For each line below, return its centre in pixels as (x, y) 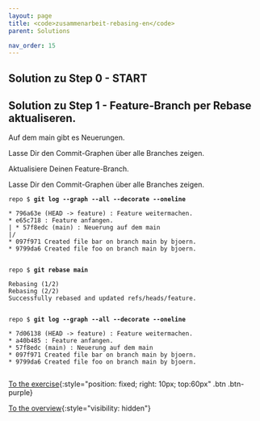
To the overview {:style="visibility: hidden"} (80, 408)
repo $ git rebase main (48, 270)
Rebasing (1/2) (34, 284)
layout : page (30, 16)
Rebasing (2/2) (34, 292)
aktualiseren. (42, 118)
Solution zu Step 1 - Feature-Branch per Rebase (130, 106)
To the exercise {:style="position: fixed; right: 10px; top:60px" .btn (117, 384)
